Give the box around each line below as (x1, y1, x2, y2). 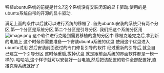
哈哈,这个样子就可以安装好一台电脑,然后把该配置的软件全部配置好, (20, 57, 153, 62)
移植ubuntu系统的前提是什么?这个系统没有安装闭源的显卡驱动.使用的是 (5, 4, 147, 10)
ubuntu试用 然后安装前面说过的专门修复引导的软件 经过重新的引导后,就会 (5, 45, 151, 50)
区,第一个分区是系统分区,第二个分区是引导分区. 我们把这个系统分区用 (5, 27, 143, 32)
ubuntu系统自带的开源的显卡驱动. (5, 10, 72, 16)
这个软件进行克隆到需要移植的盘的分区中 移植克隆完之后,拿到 (32, 33, 155, 38)
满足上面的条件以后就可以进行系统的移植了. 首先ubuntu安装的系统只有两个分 (5, 21, 159, 26)
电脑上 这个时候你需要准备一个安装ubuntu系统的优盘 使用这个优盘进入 (9, 39, 150, 44)
